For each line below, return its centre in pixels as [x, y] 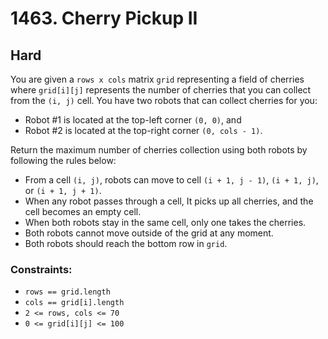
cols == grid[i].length [74, 303]
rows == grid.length [67, 292]
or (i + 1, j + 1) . [63, 190]
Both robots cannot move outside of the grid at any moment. [149, 233]
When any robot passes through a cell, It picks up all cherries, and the [169, 201]
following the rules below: [63, 160]
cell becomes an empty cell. [83, 211]
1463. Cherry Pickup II [104, 18]
